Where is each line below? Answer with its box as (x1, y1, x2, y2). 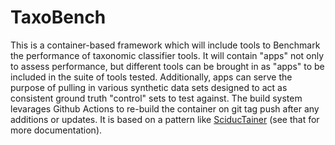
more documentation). (10, 124, 103, 136)
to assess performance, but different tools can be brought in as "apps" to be (10, 60, 325, 72)
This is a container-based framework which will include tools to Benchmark (10, 39, 321, 51)
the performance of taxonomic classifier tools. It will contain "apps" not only (10, 49, 325, 61)
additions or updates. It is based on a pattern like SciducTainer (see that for (10, 113, 320, 125)
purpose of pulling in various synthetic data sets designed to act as (10, 81, 288, 93)
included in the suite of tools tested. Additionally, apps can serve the (10, 71, 293, 83)
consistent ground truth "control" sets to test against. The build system (10, 92, 303, 104)
